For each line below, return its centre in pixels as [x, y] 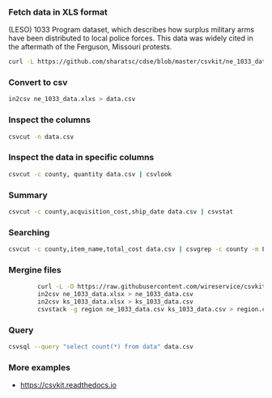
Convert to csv [38, 83]
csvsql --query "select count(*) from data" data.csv [101, 347]
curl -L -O [56, 287]
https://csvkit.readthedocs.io [68, 385]
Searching [29, 232]
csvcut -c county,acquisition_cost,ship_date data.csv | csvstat [121, 212]
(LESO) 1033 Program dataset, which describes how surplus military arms [132, 30]
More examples [40, 367]
